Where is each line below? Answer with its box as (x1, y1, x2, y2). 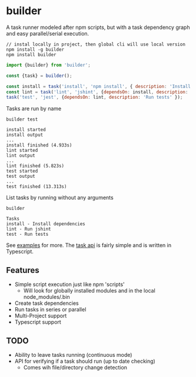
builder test (6, 116, 38, 122)
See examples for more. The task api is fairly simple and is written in (6, 242, 172, 249)
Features (6, 265, 39, 275)
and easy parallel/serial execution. (6, 30, 89, 37)
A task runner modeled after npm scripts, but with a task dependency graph (6, 24, 190, 31)
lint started (6, 148, 38, 154)
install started (6, 127, 46, 133)
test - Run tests (6, 232, 49, 238)
